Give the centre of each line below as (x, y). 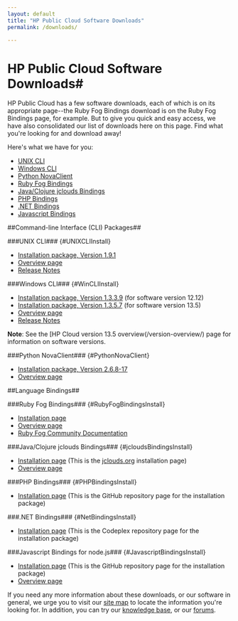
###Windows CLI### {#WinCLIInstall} (63, 284)
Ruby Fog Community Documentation (72, 433)
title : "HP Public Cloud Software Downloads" (76, 21)
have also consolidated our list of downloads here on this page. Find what (115, 126)
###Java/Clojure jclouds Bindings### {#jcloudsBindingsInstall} (100, 447)
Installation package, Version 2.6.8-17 (72, 369)
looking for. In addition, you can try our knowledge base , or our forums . (112, 610)
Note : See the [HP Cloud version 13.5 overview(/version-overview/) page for (119, 334)
